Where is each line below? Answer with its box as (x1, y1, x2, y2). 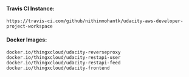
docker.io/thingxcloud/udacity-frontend (6, 65, 111, 72)
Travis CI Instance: (6, 5, 55, 12)
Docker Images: (6, 36, 47, 43)
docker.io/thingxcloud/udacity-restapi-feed (6, 60, 121, 66)
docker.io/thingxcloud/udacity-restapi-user (6, 55, 121, 61)
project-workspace (6, 23, 53, 29)
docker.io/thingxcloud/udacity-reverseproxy (6, 49, 121, 55)
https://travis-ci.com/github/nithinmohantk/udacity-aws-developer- (6, 18, 184, 24)
